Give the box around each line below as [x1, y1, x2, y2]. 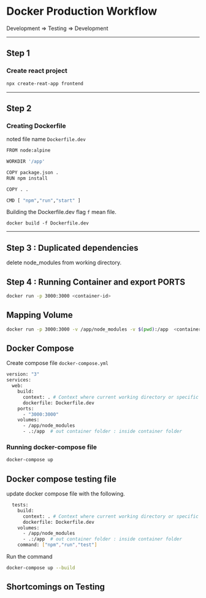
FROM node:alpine [6, 147, 51, 154]
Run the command [6, 553, 53, 561]
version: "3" [6, 371, 40, 378]
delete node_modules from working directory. [6, 259, 122, 266]
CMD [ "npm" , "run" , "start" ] [6, 197, 81, 204]
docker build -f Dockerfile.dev [6, 220, 89, 226]
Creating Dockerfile [6, 121, 66, 130]
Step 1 [6, 48, 31, 59]
